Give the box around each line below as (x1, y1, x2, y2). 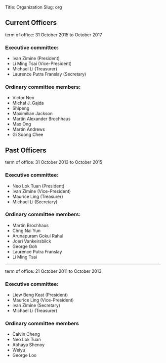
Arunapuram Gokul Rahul (12, 233, 64, 239)
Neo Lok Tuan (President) (12, 183, 65, 189)
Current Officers (5, 18, 57, 27)
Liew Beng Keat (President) (12, 292, 68, 298)
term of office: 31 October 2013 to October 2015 (5, 159, 103, 165)
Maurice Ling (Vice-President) (12, 297, 74, 303)
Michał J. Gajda (12, 100, 44, 106)
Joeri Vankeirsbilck (12, 238, 51, 244)
